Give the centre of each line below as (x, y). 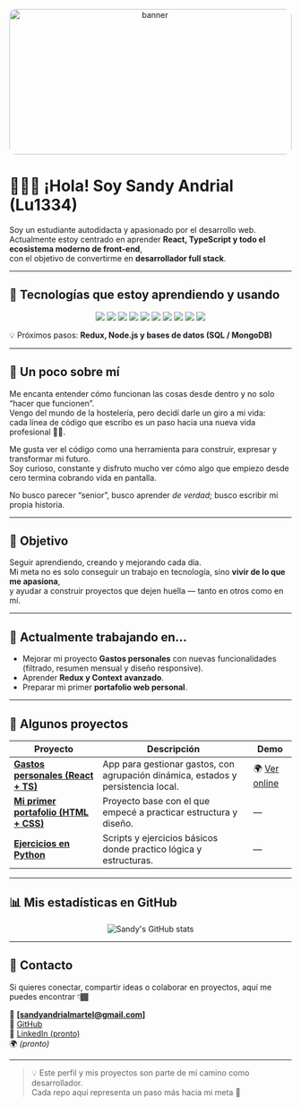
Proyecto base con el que (156, 801)
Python (30, 855)
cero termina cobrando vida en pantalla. (83, 477)
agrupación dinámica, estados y (170, 775)
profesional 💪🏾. (37, 432)
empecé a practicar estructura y (170, 812)
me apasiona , (35, 581)
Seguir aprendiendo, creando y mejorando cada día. (105, 562)
